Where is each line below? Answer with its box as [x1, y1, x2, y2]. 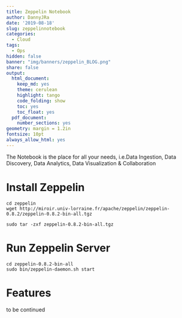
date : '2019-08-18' [6, 20, 55, 26]
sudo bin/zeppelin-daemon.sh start [6, 266, 95, 272]
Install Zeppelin [6, 180, 85, 194]
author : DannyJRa [6, 14, 50, 20]
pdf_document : [11, 114, 47, 120]
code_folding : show [17, 98, 66, 104]
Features [6, 286, 51, 299]
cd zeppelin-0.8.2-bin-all [6, 261, 74, 267]
